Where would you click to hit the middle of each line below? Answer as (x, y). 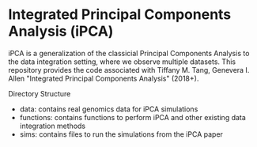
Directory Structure (40, 93)
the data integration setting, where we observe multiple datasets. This (122, 62)
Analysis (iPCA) (61, 31)
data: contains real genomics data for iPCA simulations (109, 109)
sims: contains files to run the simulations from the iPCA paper (121, 134)
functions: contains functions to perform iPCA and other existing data (133, 117)
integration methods (52, 126)
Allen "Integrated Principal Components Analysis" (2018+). (104, 78)
